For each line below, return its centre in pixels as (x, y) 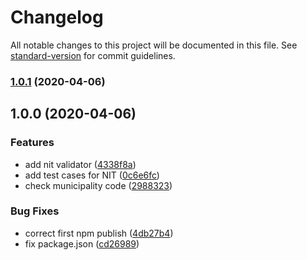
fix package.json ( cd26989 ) (82, 243)
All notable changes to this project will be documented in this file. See (154, 45)
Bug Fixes (35, 211)
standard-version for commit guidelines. (93, 55)
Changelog (57, 17)
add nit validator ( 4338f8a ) (80, 164)
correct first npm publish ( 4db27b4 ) (99, 233)
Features (32, 143)
